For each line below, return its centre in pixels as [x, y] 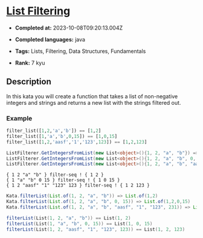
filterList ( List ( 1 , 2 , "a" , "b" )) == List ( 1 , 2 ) [69, 218]
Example [19, 118]
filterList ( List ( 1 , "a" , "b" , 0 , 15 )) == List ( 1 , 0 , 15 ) [79, 224]
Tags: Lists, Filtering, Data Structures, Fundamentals [80, 51]
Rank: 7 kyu [30, 63]
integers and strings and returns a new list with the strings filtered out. [94, 102]
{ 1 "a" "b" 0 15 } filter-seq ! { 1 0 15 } [63, 180]
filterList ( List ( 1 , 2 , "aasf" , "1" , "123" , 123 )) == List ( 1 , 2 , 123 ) [96, 229]
